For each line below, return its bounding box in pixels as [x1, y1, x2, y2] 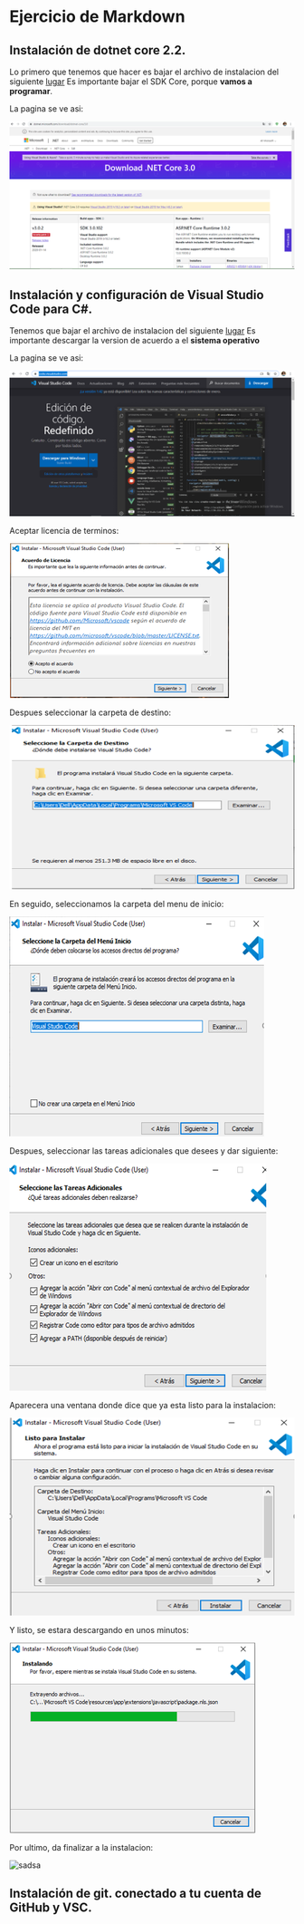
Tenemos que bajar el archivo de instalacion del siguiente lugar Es [9, 325, 256, 336]
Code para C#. [9, 301, 93, 316]
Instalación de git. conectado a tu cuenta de [9, 1886, 262, 1901]
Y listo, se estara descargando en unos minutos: [9, 1624, 189, 1635]
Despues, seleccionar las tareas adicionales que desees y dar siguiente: [9, 1145, 279, 1156]
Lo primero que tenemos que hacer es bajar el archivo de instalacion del [9, 66, 279, 77]
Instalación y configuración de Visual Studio [9, 287, 264, 303]
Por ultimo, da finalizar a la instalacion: [9, 1842, 154, 1852]
